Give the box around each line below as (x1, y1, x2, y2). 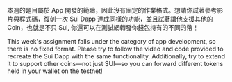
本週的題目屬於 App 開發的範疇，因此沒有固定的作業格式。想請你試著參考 (7, 6, 217, 14)
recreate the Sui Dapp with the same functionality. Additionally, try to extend (7, 52, 226, 60)
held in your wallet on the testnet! (7, 67, 103, 75)
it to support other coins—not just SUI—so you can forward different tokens (7, 60, 224, 67)
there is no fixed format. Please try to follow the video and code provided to (7, 44, 224, 53)
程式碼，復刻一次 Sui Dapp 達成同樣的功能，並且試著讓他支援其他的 (19, 15, 213, 23)
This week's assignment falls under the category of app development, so (7, 38, 217, 45)
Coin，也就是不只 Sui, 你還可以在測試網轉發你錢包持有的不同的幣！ (7, 24, 199, 31)
